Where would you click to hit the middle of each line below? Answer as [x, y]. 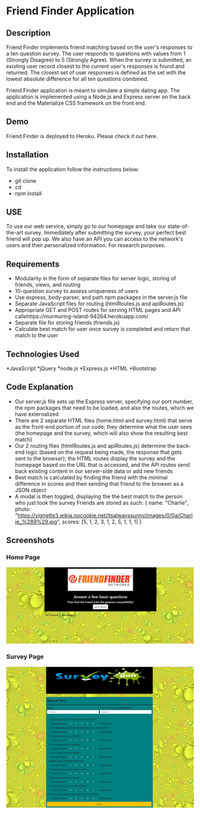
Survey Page [25, 657]
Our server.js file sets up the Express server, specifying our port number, [104, 401]
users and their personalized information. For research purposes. [86, 245]
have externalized [37, 414]
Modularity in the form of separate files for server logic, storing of [96, 279]
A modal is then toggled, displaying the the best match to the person [99, 496]
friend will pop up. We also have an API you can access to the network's [95, 239]
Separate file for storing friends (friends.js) [67, 323]
